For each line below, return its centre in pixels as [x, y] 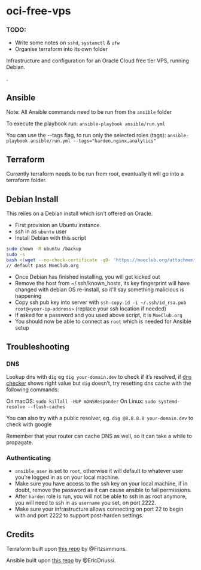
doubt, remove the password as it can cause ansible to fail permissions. [103, 490]
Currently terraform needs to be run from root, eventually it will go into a [95, 174]
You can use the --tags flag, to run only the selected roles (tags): [86, 135]
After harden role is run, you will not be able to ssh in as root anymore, [101, 496]
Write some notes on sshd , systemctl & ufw [67, 43]
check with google [29, 424]
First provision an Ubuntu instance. [58, 225]
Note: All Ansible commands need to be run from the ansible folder [89, 112]
